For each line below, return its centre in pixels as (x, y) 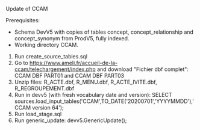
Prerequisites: (23, 20)
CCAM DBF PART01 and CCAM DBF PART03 (69, 76)
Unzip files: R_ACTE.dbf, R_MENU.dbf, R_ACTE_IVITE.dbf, (86, 82)
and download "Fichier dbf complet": (143, 69)
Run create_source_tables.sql (51, 56)
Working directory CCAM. (46, 45)
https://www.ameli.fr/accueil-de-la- (73, 63)
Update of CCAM (27, 9)
